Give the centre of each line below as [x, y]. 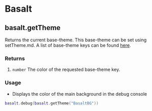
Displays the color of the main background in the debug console [80, 94]
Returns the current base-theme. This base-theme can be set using [76, 40]
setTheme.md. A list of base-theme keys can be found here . [68, 45]
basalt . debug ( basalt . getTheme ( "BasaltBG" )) [52, 103]
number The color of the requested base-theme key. [66, 70]
